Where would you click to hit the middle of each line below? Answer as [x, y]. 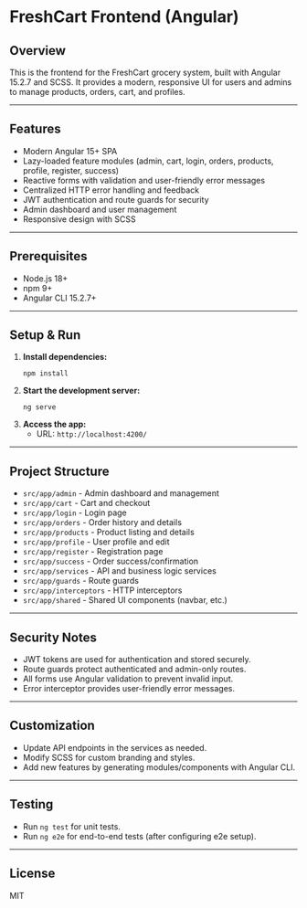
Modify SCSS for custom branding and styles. [109, 757]
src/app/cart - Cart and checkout [86, 503]
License [32, 874]
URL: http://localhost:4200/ [92, 434]
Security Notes [53, 637]
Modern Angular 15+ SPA [70, 151]
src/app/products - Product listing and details [108, 533]
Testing [32, 804]
